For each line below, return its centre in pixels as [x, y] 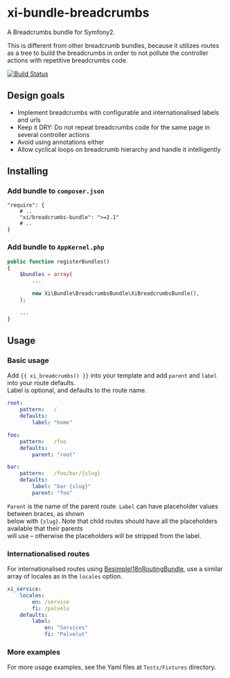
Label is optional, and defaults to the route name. [77, 390]
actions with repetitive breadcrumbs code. [68, 60]
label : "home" [52, 423]
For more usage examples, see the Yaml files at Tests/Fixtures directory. [112, 667]
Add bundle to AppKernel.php [56, 247]
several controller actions [53, 134]
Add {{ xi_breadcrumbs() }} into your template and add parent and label [112, 376]
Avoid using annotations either [61, 142]
